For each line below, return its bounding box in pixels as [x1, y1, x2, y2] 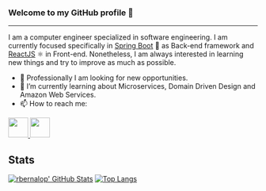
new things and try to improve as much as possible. [8, 58, 177, 67]
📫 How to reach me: [19, 99, 88, 109]
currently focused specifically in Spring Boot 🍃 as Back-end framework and [8, 41, 255, 51]
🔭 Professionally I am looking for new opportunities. [19, 73, 188, 82]
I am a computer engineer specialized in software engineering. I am [8, 32, 228, 42]
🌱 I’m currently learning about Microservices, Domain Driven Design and [19, 82, 256, 91]
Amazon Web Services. [19, 90, 97, 100]
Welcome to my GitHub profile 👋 [8, 7, 134, 18]
